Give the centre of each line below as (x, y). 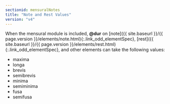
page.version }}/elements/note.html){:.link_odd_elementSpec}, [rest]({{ (79, 39)
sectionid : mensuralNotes (32, 10)
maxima (21, 60)
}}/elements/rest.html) (93, 44)
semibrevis (24, 76)
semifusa (22, 97)
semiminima (25, 86)
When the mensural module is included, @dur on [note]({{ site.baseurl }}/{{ (84, 34)
